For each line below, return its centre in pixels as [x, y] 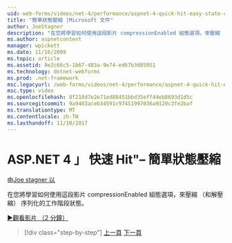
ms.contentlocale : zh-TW [43, 116]
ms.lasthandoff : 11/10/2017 [48, 123]
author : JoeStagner [35, 26]
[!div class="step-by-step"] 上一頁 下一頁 [83, 233]
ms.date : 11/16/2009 [37, 53]
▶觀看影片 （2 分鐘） [38, 218]
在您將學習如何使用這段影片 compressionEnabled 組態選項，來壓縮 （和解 [112, 195]
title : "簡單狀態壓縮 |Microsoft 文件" [60, 20]
